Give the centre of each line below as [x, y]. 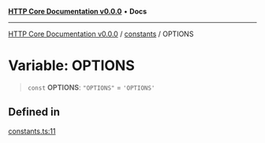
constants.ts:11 [32, 131]
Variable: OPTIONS [72, 66]
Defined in [34, 112]
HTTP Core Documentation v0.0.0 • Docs [78, 11]
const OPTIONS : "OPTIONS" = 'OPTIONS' [91, 87]
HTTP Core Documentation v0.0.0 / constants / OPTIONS [101, 34]
